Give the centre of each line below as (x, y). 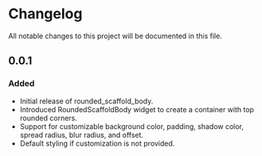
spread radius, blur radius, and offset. (82, 135)
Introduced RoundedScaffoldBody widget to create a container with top (137, 109)
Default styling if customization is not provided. (97, 143)
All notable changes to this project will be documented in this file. (115, 36)
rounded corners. (49, 118)
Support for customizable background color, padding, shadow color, (132, 126)
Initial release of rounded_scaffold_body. (86, 101)
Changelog (45, 14)
